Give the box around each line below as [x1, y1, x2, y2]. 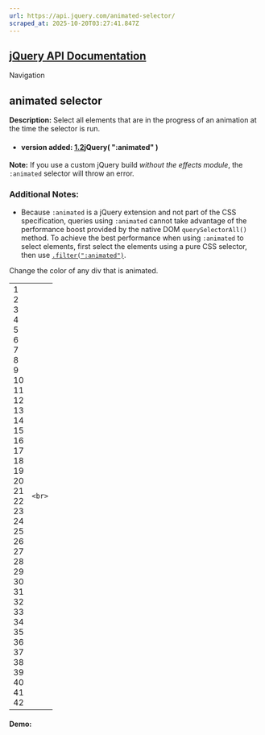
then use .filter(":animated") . [20, 250, 127, 260]
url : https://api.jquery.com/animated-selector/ [9, 11, 176, 20]
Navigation [9, 70, 45, 81]
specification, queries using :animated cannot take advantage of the [20, 215, 247, 226]
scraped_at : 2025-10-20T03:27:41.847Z [9, 19, 139, 27]
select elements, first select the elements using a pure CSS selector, [20, 241, 248, 251]
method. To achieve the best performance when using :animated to [20, 233, 244, 243]
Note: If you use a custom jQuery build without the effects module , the [9, 160, 243, 170]
